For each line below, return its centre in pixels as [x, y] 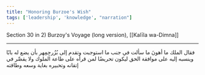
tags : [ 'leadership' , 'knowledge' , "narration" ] [69, 18]
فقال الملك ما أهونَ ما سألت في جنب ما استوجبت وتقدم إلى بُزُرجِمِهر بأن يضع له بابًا [101, 52]
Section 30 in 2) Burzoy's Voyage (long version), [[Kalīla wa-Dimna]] [92, 34]
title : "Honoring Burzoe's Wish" [49, 12]
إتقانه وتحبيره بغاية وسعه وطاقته [43, 65]
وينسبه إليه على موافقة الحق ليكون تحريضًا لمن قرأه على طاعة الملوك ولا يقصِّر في [100, 59]
